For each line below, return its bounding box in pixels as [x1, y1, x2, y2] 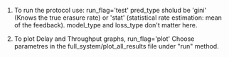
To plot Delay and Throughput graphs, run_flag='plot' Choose [14, 34, 195, 43]
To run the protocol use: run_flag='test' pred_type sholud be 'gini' [14, 6, 207, 14]
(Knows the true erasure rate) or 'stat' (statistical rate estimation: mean [14, 13, 223, 22]
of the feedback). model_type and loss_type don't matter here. [14, 21, 198, 29]
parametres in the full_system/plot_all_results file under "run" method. [14, 42, 219, 50]
